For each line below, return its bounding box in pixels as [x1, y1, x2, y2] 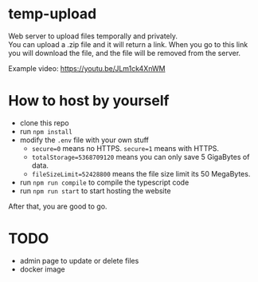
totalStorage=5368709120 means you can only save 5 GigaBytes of [31, 152, 250, 161]
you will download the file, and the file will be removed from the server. [8, 48, 241, 58]
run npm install [19, 126, 73, 136]
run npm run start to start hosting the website [19, 185, 171, 196]
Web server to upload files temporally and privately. [8, 31, 178, 41]
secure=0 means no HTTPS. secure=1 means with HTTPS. [31, 143, 220, 153]
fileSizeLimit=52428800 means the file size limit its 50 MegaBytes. [31, 169, 251, 178]
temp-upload [8, 5, 97, 23]
